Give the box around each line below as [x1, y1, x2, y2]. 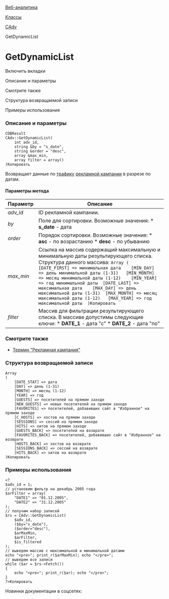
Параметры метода [5, 188, 49, 194]
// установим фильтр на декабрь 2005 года [5, 486, 96, 492]
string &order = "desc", [14, 149, 66, 154]
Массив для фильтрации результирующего [38, 307, 144, 314]
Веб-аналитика [5, 5, 38, 10]
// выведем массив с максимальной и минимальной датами [5, 549, 125, 554]
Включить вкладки [5, 68, 46, 74]
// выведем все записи [5, 557, 53, 562]
